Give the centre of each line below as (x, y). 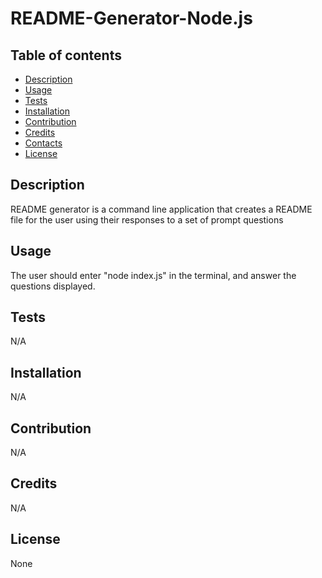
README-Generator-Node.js (131, 18)
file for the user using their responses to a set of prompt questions (147, 219)
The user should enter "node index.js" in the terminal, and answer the (153, 275)
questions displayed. (53, 286)
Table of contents (66, 55)
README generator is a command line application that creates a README (161, 209)
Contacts (43, 143)
